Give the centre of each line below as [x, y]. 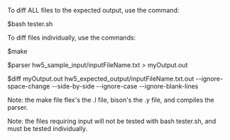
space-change [29, 86]
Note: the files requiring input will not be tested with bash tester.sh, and [112, 121]
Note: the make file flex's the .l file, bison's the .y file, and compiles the [111, 100]
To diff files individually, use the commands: [72, 37]
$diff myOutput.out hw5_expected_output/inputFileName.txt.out [101, 78]
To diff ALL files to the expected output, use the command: [93, 10]
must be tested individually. [47, 129]
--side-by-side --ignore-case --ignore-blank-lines [125, 86]
